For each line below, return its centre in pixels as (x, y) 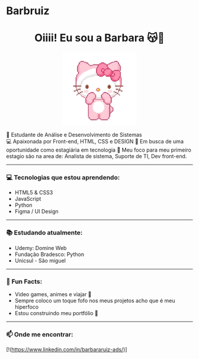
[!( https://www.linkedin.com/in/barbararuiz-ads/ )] (67, 350)
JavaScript (28, 199)
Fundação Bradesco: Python (49, 254)
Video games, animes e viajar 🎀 (53, 294)
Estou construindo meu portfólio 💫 (57, 313)
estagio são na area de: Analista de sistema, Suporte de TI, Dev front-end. (97, 156)
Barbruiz (28, 11)
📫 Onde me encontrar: (40, 334)
